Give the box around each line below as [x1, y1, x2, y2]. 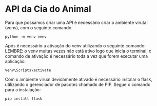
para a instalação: [5, 86, 41, 92]
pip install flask [5, 96, 42, 101]
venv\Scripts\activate [5, 67, 51, 73]
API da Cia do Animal [5, 3, 92, 15]
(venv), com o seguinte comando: [5, 24, 73, 30]
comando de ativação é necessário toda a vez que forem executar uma [5, 53, 148, 59]
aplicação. [5, 58, 26, 64]
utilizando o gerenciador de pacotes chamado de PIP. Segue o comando [5, 82, 151, 87]
